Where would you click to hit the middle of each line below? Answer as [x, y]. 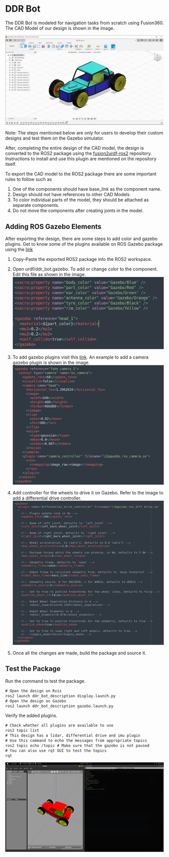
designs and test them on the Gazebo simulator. [55, 138]
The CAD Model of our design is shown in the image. [60, 28]
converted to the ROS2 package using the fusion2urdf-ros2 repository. [78, 153]
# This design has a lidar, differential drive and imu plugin [73, 735]
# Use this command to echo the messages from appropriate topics [76, 740]
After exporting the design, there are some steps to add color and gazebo [81, 239]
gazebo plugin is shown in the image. [51, 363]
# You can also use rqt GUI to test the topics [56, 751]
